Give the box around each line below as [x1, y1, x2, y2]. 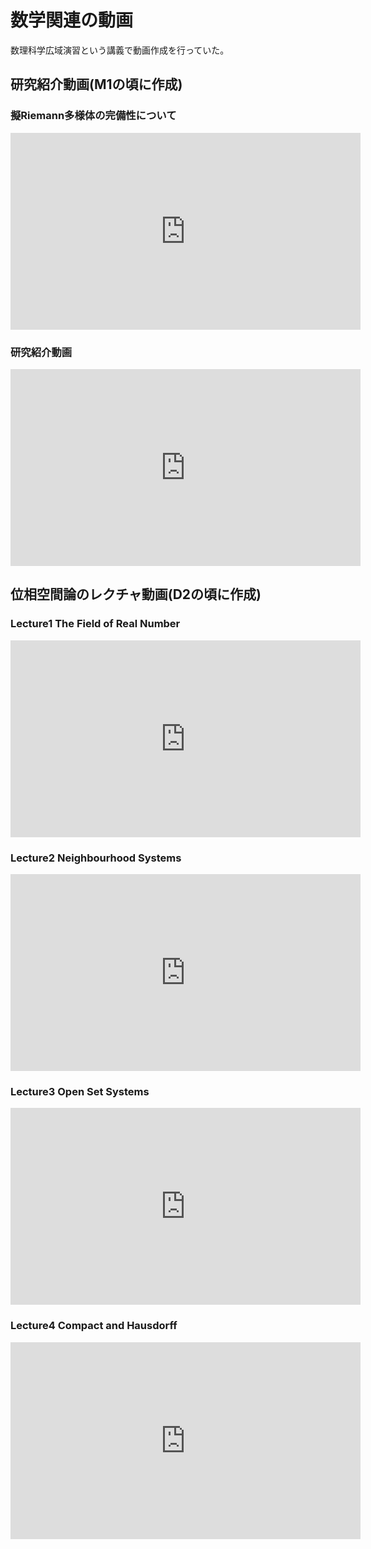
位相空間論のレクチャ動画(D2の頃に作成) [10, 586, 262, 603]
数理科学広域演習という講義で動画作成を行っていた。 [10, 44, 230, 56]
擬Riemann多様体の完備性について [10, 109, 177, 123]
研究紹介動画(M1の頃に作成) [10, 76, 183, 93]
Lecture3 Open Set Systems [10, 1084, 150, 1098]
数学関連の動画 [10, 9, 134, 32]
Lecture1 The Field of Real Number [10, 617, 181, 631]
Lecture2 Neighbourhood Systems [10, 851, 182, 865]
